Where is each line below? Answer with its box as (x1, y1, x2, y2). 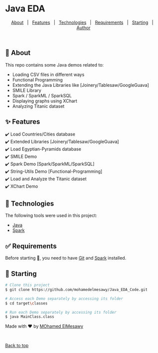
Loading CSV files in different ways (12, 71, 84, 77)
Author (76, 24, 91, 30)
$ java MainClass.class (5, 314, 55, 319)
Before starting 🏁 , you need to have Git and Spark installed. (5, 255, 127, 261)
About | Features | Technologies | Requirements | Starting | (11, 19, 154, 25)
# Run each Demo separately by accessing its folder (5, 310, 117, 315)
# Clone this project (5, 282, 50, 287)
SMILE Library (12, 87, 41, 93)
